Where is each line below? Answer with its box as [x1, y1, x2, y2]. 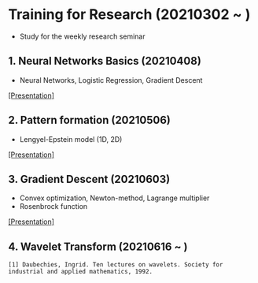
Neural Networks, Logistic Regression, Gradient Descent [19, 75, 203, 84]
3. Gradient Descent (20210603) [8, 172, 171, 186]
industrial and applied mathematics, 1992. [8, 268, 153, 276]
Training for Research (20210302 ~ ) [8, 6, 251, 24]
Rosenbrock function [19, 202, 88, 211]
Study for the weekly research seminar [19, 32, 146, 41]
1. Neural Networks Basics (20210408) [8, 54, 202, 68]
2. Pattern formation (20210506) [8, 114, 171, 127]
